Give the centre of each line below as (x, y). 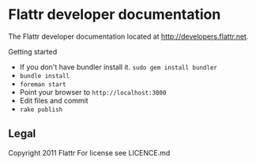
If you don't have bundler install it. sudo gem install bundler (118, 67)
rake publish (41, 109)
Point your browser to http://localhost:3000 (93, 92)
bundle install (45, 76)
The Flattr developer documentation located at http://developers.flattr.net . (128, 36)
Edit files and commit (54, 100)
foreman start (43, 84)
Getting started (33, 51)
